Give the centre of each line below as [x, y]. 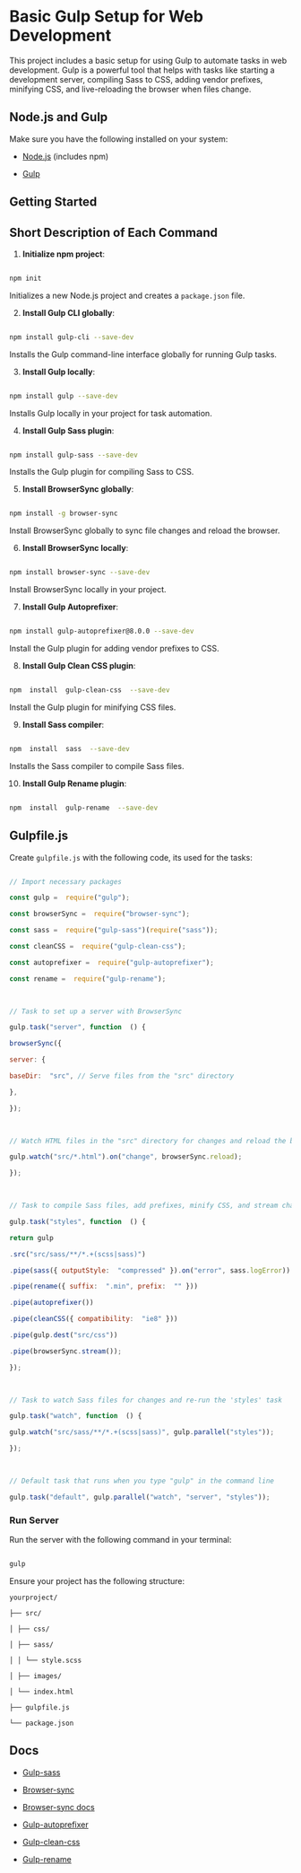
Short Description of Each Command [113, 232]
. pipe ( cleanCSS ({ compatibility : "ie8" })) [94, 1319]
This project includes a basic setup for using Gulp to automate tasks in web [148, 60]
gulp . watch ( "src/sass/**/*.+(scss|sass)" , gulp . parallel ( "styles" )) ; [142, 1432]
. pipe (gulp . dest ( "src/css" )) [64, 1335]
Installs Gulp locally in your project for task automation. [111, 413]
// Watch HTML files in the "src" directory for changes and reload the [148, 1141]
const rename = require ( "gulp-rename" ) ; [88, 979]
